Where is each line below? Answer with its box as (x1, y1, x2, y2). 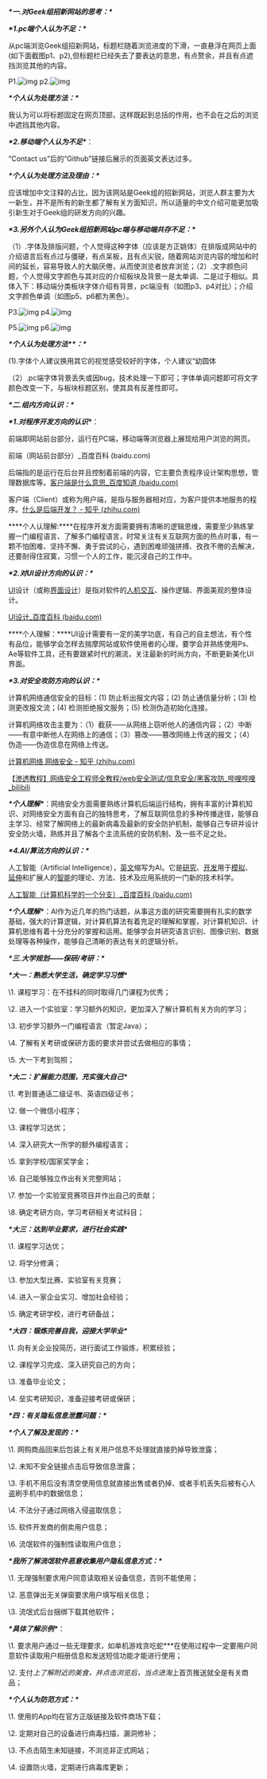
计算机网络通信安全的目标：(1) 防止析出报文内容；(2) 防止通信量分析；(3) (8, 693, 248, 702)
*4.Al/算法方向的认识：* (8, 846, 90, 855)
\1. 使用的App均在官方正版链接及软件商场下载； (8, 1712, 164, 1721)
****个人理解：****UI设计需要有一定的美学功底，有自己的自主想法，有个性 (8, 629, 253, 638)
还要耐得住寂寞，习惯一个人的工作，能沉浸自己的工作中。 (8, 552, 196, 560)
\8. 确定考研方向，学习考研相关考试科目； (8, 1208, 145, 1217)
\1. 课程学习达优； (8, 1242, 67, 1251)
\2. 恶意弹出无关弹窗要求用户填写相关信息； (8, 1590, 152, 1600)
